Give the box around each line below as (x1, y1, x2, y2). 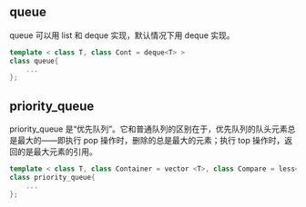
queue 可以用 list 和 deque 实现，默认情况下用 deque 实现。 (9, 29, 235, 41)
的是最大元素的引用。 (16, 146, 97, 157)
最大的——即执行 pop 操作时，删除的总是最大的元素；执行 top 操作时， (16, 135, 285, 146)
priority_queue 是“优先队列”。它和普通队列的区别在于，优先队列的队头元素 (9, 123, 289, 134)
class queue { (9, 56, 59, 65)
